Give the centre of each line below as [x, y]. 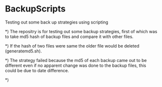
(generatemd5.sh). [23, 51]
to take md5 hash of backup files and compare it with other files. [69, 37]
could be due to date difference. [37, 70]
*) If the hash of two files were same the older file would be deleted [72, 46]
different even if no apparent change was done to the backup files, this [76, 65]
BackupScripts [35, 9]
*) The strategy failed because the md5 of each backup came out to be [76, 60]
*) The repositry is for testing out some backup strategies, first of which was [81, 31]
